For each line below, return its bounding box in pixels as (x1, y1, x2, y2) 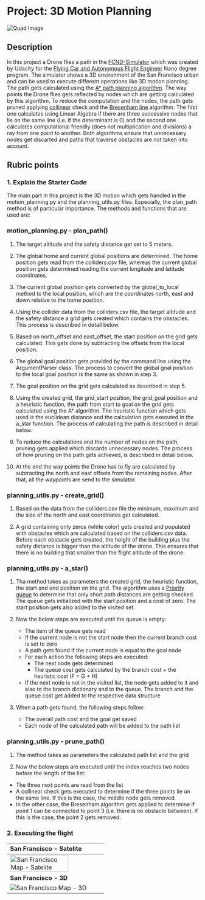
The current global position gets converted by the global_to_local (15, 283, 179, 290)
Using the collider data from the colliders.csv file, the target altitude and (15, 308, 196, 315)
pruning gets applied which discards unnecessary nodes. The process (15, 444, 193, 452)
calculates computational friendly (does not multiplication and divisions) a (7, 123, 192, 130)
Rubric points (7, 160, 59, 170)
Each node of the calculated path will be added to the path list (24, 722, 181, 730)
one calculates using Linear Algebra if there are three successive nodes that (7, 110, 198, 117)
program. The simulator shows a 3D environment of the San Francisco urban (7, 71, 199, 78)
